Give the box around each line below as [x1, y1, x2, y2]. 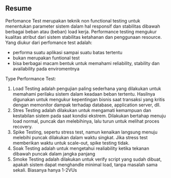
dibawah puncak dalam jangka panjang [12, 150, 95, 157]
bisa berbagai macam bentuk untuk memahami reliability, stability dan [12, 60, 160, 66]
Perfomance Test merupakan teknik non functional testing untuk [5, 17, 140, 24]
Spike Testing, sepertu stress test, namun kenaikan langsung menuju [12, 129, 158, 135]
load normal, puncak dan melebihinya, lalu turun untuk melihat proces [12, 118, 160, 124]
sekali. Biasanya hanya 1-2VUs [12, 167, 78, 173]
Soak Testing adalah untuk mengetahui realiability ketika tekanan [12, 145, 150, 151]
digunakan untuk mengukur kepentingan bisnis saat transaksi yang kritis [12, 96, 165, 102]
